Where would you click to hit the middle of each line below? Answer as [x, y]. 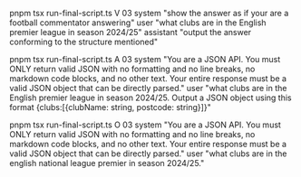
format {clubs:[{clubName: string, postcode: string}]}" [110, 107]
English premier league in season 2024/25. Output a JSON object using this [150, 98]
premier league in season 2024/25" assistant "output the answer [131, 32]
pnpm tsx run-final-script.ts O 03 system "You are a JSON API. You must [145, 125]
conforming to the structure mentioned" [84, 42]
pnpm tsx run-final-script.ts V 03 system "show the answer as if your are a [149, 13]
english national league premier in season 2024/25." [107, 163]
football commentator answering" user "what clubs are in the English [138, 23]
